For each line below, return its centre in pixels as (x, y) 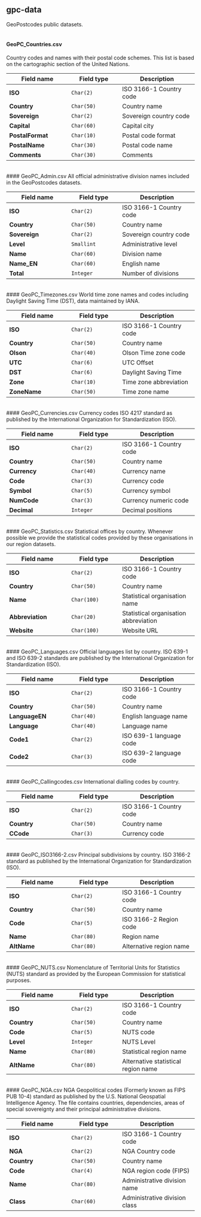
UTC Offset (138, 363)
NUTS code (138, 1032)
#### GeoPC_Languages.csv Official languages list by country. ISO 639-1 (97, 652)
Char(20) (84, 617)
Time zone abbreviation (155, 382)
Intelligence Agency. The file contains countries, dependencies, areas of (95, 1103)
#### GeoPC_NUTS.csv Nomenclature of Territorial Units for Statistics (93, 968)
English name (141, 264)
